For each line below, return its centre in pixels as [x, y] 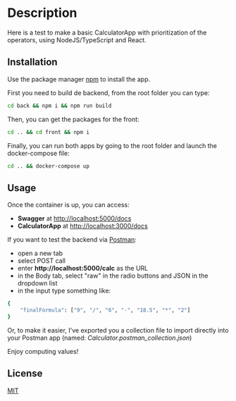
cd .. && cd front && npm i [49, 132]
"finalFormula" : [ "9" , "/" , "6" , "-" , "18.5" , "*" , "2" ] [105, 310]
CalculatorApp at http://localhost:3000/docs [82, 226]
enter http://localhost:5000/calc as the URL [83, 269]
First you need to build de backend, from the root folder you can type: [108, 92]
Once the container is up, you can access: [69, 205]
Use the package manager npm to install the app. [79, 79]
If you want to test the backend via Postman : [72, 240]
